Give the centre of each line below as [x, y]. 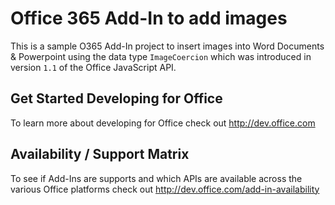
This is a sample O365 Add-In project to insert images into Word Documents [167, 46]
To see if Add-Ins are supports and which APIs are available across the [156, 178]
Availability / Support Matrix [100, 154]
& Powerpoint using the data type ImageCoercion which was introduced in [161, 56]
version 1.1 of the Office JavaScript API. [93, 67]
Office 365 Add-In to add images [149, 18]
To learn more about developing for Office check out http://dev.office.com [163, 123]
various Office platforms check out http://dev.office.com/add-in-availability [165, 189]
